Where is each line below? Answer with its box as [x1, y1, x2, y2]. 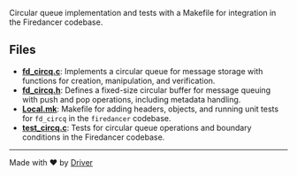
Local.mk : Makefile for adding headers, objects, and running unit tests [21, 103, 279, 114]
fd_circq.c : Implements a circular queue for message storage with [21, 65, 263, 76]
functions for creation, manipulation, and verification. [21, 75, 216, 86]
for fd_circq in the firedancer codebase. [21, 112, 171, 123]
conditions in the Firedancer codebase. [21, 132, 165, 142]
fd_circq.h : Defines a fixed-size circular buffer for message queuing [21, 84, 271, 96]
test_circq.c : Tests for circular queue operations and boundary [21, 122, 252, 133]
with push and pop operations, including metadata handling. [21, 94, 241, 104]
